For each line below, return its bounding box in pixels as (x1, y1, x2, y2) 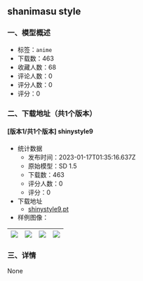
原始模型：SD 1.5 (27, 162, 77, 170)
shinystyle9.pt (27, 204, 69, 213)
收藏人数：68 (17, 63, 57, 71)
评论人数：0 (17, 72, 53, 80)
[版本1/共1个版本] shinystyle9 (7, 127, 93, 136)
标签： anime (17, 45, 53, 53)
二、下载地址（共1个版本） (7, 108, 97, 118)
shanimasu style (7, 6, 81, 18)
